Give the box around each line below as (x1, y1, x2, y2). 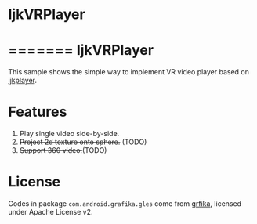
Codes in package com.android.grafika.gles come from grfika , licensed (8, 199, 241, 208)
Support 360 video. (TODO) (19, 146, 107, 155)
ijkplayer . (8, 76, 38, 85)
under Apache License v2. (8, 208, 93, 216)
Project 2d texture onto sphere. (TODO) (19, 137, 147, 146)
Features (8, 103, 67, 121)
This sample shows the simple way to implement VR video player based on (8, 67, 249, 77)
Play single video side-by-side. (19, 129, 120, 139)
